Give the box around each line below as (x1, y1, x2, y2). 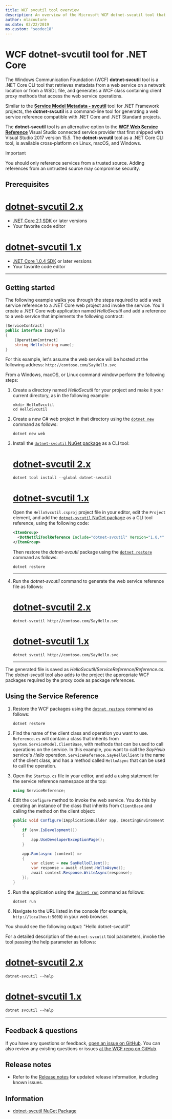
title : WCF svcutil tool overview (5, 7, 79, 13)
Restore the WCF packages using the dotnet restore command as (12, 705, 154, 712)
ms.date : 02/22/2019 (5, 22, 50, 27)
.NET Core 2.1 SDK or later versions (12, 218, 88, 224)
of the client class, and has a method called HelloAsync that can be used (12, 757, 165, 763)
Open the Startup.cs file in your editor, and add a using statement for (12, 773, 159, 779)
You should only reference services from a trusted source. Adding (5, 160, 145, 166)
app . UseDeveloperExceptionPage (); (31, 837, 105, 842)
